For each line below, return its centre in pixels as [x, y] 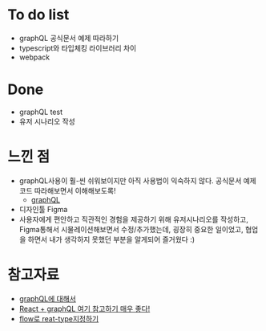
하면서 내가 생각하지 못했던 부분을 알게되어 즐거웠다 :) [111, 239]
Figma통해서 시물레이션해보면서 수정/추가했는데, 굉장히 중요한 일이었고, [131, 229]
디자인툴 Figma [43, 209]
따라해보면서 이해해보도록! [75, 190]
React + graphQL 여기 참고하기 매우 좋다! [85, 309]
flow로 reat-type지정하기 [59, 318]
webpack [34, 57]
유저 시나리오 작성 [47, 121]
